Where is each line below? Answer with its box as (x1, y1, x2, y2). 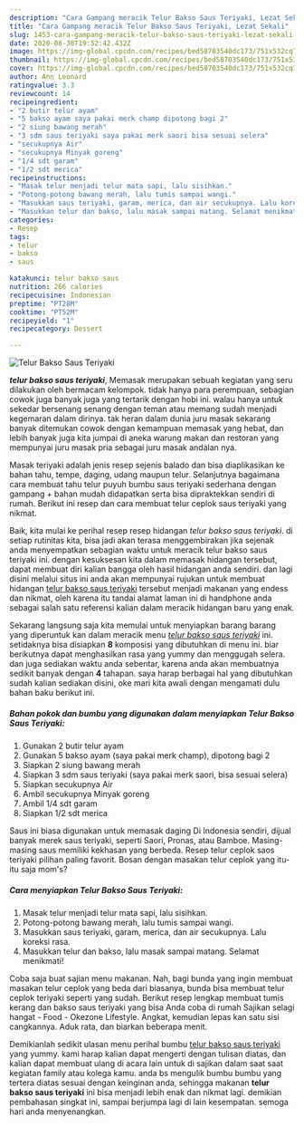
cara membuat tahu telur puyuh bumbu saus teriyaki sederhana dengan (9, 479, 277, 490)
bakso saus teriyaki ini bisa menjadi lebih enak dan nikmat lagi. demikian (9, 1087, 282, 1098)
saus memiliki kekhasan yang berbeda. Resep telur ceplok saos (38, 844, 275, 856)
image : (9, 47, 34, 56)
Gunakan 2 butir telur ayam (22, 740, 124, 752)
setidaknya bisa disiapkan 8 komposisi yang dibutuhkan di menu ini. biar (9, 640, 280, 650)
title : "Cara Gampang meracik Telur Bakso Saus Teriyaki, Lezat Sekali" (9, 22, 290, 31)
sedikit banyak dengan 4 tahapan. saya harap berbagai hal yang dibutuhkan (9, 668, 293, 679)
